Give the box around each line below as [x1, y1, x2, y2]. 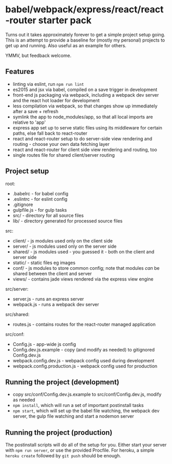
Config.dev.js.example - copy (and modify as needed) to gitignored [12, 346, 155, 352]
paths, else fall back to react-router [12, 130, 88, 136]
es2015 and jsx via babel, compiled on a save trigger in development [12, 86, 158, 92]
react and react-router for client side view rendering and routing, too [12, 146, 157, 153]
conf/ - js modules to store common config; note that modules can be [12, 265, 160, 271]
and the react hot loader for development [12, 97, 100, 103]
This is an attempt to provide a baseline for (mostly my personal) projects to [5, 37, 165, 43]
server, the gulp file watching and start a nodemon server [12, 413, 134, 419]
